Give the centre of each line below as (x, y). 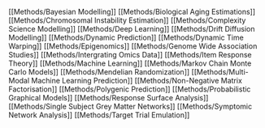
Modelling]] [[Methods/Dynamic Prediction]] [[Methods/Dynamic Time (126, 37)
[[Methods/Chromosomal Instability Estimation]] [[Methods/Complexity (127, 20)
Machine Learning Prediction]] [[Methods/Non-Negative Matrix (137, 81)
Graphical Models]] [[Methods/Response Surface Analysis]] (109, 98)
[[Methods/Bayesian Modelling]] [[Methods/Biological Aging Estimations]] (132, 12)
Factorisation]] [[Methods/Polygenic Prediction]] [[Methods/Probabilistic (130, 89)
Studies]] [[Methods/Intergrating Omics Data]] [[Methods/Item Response (130, 55)
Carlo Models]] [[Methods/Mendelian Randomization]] (99, 72)
